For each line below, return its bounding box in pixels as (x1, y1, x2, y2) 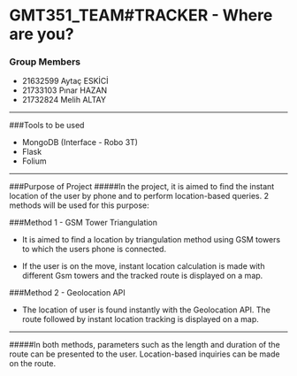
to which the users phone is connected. (21, 244, 166, 255)
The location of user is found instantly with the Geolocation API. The (21, 304, 271, 315)
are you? (9, 24, 74, 44)
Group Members (9, 56, 81, 68)
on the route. (9, 358, 56, 369)
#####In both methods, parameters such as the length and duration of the (9, 340, 280, 350)
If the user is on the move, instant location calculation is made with (21, 261, 265, 272)
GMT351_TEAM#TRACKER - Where (9, 5, 273, 26)
